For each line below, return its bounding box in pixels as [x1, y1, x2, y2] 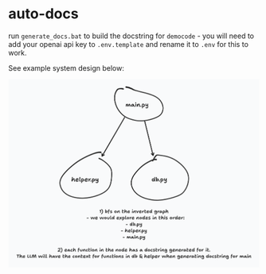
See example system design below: [8, 63, 125, 72]
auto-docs [8, 5, 79, 23]
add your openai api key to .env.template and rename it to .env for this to [8, 39, 249, 48]
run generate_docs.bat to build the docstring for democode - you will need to [8, 31, 255, 41]
